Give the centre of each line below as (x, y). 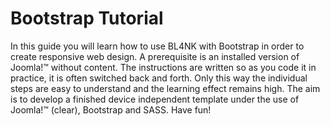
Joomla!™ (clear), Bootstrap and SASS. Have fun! (111, 109)
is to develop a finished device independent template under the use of (155, 99)
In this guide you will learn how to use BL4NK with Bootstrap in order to (157, 46)
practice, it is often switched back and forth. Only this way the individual (159, 78)
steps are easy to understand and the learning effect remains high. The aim (165, 88)
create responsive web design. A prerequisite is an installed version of (155, 56)
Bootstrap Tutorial (87, 18)
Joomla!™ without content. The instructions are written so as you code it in (163, 67)
